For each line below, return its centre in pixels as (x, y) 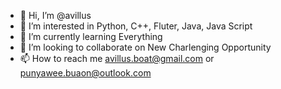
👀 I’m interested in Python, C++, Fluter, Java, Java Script (136, 26)
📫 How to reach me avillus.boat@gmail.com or (117, 58)
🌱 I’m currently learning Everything (91, 36)
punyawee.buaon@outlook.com (85, 73)
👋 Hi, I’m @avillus (55, 15)
